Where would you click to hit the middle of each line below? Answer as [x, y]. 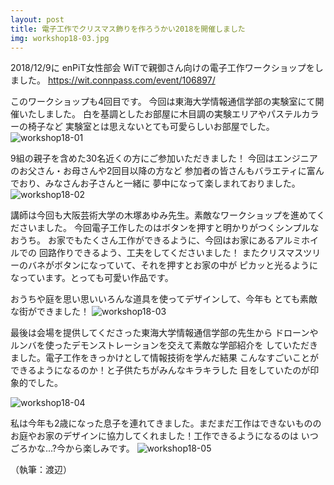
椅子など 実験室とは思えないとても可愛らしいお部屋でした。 [151, 127]
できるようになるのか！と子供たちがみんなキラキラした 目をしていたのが [160, 370]
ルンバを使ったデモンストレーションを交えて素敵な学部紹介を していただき [164, 345]
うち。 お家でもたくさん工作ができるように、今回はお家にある [147, 240]
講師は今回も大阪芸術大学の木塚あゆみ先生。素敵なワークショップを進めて [163, 215]
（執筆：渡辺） [41, 470]
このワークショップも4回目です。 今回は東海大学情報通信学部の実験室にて [163, 102]
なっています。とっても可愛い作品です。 [92, 278]
